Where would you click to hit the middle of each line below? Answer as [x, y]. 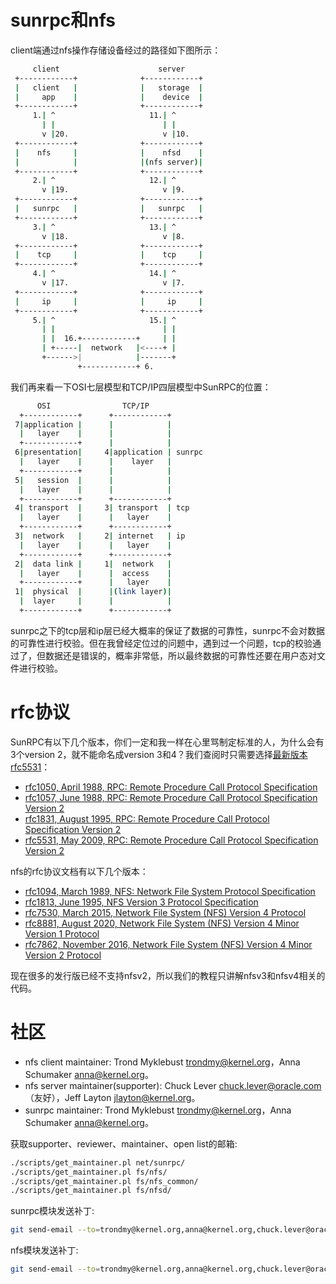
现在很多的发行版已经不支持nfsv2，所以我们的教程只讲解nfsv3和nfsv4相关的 [168, 975]
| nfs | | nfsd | [108, 152]
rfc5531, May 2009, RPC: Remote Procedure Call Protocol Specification [171, 840]
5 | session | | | [93, 480]
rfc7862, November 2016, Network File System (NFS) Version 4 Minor [168, 944]
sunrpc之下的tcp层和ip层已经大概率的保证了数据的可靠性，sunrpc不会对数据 [167, 630]
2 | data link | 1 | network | [93, 564]
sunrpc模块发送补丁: [52, 1211]
